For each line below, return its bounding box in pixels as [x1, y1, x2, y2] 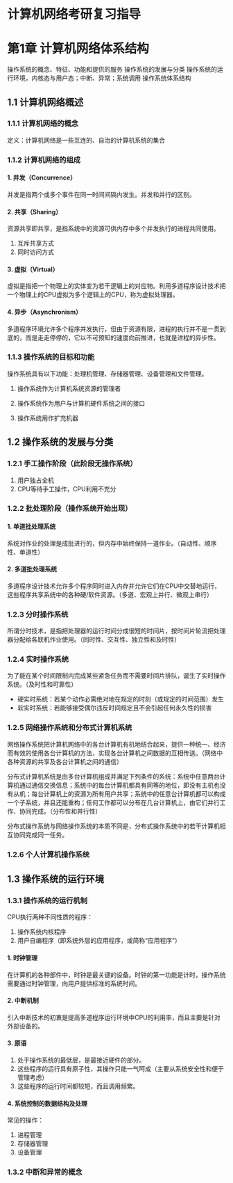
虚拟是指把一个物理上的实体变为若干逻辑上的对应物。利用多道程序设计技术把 [7, 282, 226, 290]
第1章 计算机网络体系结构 [7, 41, 149, 56]
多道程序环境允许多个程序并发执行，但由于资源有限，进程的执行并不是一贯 [7, 324, 220, 333]
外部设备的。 [7, 1022, 44, 1030]
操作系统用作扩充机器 [17, 413, 78, 422]
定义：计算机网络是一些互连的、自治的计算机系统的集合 [7, 136, 165, 144]
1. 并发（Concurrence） [7, 173, 77, 182]
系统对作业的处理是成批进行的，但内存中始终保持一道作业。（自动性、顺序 [7, 539, 217, 547]
